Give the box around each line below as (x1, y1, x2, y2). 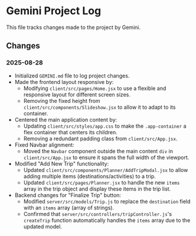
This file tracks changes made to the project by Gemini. (6, 24, 141, 31)
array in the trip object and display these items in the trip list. (23, 185, 171, 192)
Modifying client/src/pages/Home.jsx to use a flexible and (23, 85, 166, 92)
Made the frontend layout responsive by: (14, 78, 114, 85)
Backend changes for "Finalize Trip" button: (14, 191, 122, 199)
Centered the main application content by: (14, 116, 117, 123)
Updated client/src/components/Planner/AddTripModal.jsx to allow (23, 166, 188, 173)
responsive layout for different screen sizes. (23, 90, 131, 98)
